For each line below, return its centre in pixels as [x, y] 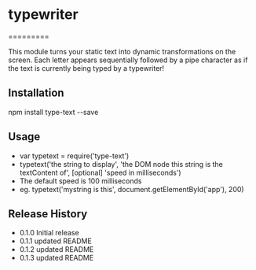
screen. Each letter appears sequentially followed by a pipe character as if [128, 60]
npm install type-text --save [53, 112]
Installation [36, 93]
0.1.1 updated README [55, 241]
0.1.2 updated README [57, 250]
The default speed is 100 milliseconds [80, 181]
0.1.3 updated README [57, 258]
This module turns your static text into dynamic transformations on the [122, 51]
